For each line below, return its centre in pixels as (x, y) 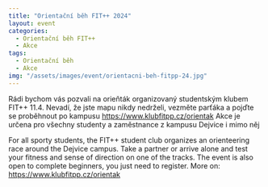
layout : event (32, 23)
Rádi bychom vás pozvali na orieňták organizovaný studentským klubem (128, 98)
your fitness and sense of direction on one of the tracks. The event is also (131, 157)
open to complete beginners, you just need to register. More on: (114, 165)
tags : (17, 53)
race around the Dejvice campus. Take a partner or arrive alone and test (128, 148)
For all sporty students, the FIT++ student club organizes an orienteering (129, 140)
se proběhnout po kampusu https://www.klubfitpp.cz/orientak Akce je (124, 116)
